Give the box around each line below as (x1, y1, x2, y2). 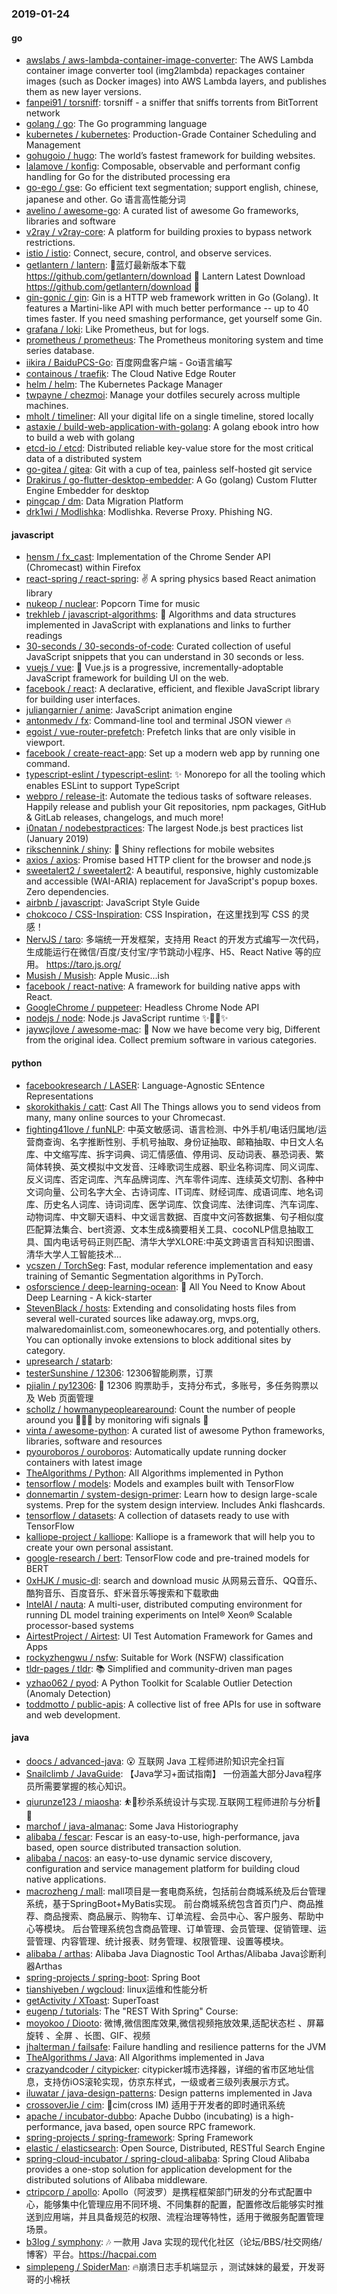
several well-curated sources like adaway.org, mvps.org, (25, 1312, 259, 1324)
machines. (25, 400, 69, 412)
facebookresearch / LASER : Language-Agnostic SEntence (25, 1079, 266, 1091)
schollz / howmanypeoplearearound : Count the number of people (25, 1403, 296, 1415)
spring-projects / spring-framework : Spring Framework (25, 2131, 254, 2143)
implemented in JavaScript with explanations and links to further (25, 619, 291, 631)
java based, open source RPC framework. (84, 2120, 256, 2132)
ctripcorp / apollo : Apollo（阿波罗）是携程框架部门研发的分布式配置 (25, 2185, 304, 2197)
